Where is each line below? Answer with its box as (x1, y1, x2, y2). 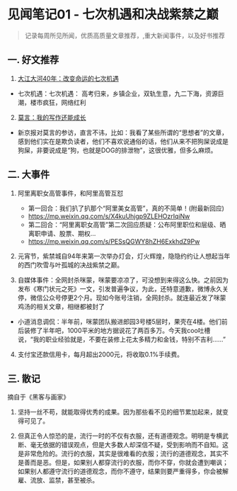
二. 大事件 (7, 169, 50, 181)
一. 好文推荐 (7, 54, 59, 66)
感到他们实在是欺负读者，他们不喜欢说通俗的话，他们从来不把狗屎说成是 (17, 137, 229, 145)
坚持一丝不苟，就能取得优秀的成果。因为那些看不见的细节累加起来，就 (17, 408, 223, 417)
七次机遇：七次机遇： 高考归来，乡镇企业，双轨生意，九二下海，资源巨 (17, 89, 224, 98)
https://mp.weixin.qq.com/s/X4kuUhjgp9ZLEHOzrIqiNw (28, 212, 190, 220)
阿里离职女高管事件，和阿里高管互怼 (17, 188, 124, 197)
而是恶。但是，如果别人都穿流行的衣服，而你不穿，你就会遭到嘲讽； (30, 458, 229, 467)
